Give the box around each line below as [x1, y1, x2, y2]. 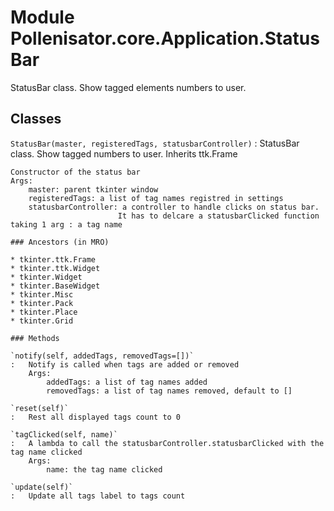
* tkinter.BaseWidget [10, 281, 101, 291]
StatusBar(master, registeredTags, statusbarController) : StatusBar [10, 137, 300, 149]
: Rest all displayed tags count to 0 [10, 412, 182, 422]
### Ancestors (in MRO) [10, 237, 110, 247]
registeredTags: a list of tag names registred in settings [28, 193, 284, 203]
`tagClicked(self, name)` [10, 429, 118, 440]
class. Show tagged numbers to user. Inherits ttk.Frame [10, 147, 238, 160]
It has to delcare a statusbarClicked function [117, 211, 320, 221]
